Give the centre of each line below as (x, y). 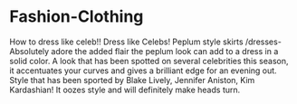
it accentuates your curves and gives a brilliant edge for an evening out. (144, 71)
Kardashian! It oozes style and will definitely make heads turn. (125, 90)
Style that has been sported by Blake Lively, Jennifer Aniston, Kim (132, 80)
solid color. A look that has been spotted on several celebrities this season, (149, 61)
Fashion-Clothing (77, 17)
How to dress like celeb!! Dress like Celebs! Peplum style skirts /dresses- (146, 42)
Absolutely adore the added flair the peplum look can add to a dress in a (144, 51)
